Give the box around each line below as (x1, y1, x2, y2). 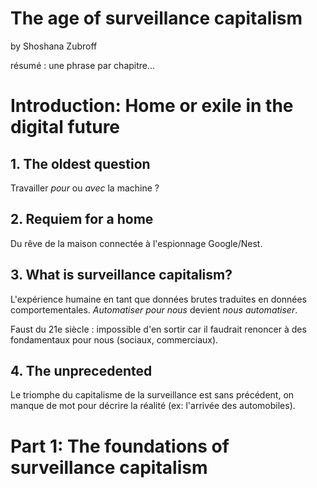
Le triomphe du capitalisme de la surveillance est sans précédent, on (10, 389, 295, 401)
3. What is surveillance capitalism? (10, 267, 233, 284)
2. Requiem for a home (10, 211, 154, 228)
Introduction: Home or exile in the (10, 95, 294, 117)
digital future (10, 116, 121, 139)
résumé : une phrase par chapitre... (10, 59, 156, 71)
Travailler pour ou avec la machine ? (10, 182, 160, 194)
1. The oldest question (10, 155, 151, 172)
